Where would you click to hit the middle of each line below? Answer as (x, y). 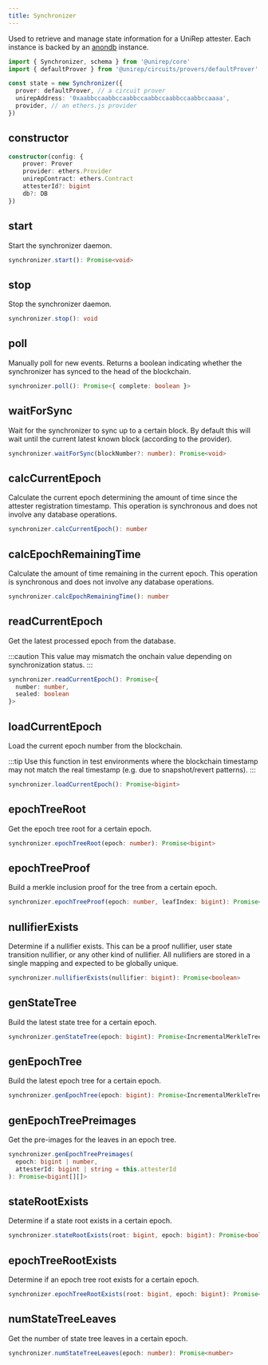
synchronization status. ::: (51, 665)
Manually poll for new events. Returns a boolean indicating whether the (125, 363)
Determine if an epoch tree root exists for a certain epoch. (104, 1279)
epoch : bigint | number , (57, 1161)
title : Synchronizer (43, 16)
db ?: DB (35, 194)
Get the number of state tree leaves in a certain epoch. (98, 1338)
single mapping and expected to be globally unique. (93, 963)
